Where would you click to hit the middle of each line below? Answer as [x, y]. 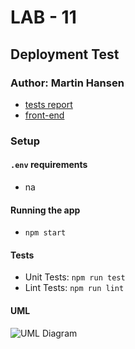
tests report [48, 104]
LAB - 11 [43, 17]
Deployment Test [65, 54]
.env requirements [49, 165]
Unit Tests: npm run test [75, 277]
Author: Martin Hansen [67, 83]
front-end [44, 115]
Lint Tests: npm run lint [74, 288]
